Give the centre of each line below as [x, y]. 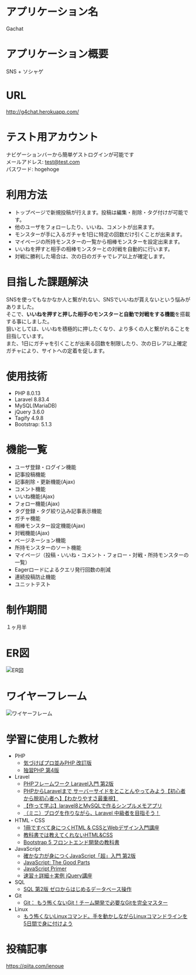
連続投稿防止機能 [35, 577]
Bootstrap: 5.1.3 [33, 424]
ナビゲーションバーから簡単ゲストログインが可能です [70, 154]
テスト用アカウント [52, 137]
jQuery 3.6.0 [30, 412]
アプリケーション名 [52, 12]
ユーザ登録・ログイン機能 [45, 467]
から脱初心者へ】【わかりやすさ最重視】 [71, 798]
